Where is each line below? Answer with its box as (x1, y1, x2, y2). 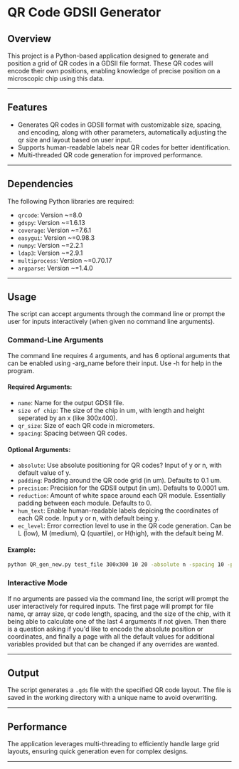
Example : (7, 545, 36, 554)
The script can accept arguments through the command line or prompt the (7, 310, 225, 318)
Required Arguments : (7, 382, 73, 392)
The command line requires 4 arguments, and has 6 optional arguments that (7, 351, 230, 360)
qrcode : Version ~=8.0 (17, 211, 83, 219)
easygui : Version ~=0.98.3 (17, 233, 95, 242)
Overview (7, 33, 52, 45)
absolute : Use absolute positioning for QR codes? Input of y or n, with (17, 461, 222, 470)
